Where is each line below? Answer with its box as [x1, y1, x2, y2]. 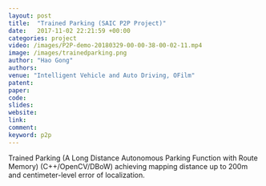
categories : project [8, 34, 78, 42]
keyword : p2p [8, 131, 52, 139]
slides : [8, 101, 34, 109]
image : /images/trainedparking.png [8, 49, 127, 57]
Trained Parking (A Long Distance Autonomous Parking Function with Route [8, 153, 258, 163]
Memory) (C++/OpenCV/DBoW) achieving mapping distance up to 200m [8, 161, 248, 171]
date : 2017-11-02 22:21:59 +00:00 [8, 26, 131, 34]
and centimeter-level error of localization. [8, 170, 146, 180]
